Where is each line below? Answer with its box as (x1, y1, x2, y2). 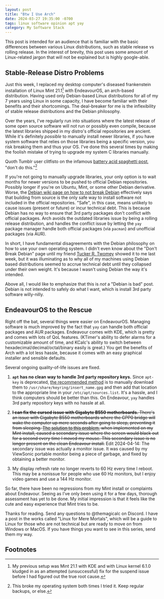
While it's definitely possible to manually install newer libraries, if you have (5, 133, 155, 139)
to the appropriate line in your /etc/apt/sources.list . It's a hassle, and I (12, 390, 158, 396)
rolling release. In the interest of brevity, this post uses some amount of (5, 49, 148, 55)
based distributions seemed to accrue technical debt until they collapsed (5, 261, 151, 267)
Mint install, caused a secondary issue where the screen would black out (12, 430, 159, 436)
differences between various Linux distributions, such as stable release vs (5, 44, 154, 50)
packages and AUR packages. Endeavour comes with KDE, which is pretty (5, 329, 155, 335)
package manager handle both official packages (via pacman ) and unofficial (5, 226, 155, 232)
